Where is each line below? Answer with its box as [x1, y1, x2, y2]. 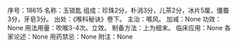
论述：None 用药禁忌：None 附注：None [13, 32, 134, 41]
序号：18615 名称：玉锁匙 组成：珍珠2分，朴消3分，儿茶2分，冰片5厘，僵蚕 [7, 6, 229, 14]
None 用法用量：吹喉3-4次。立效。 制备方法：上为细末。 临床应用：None [7, 24, 223, 32]
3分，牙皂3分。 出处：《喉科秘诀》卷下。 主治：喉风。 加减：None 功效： [7, 15, 222, 23]
